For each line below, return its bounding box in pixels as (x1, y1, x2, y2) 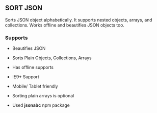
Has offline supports (12, 65, 54, 70)
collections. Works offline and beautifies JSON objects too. (5, 22, 125, 28)
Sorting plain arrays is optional (12, 93, 74, 99)
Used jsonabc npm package (12, 102, 70, 108)
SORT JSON (5, 4, 43, 12)
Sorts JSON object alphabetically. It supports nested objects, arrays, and (5, 17, 152, 23)
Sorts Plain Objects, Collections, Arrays (12, 55, 92, 61)
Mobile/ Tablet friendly (12, 83, 58, 90)
